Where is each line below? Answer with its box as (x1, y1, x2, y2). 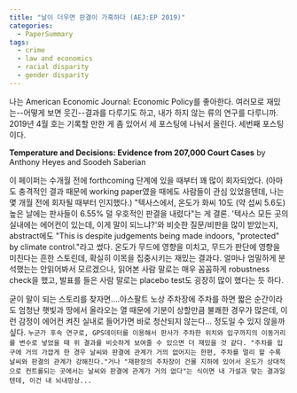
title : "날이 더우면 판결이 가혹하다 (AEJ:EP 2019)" (9, 12, 186, 22)
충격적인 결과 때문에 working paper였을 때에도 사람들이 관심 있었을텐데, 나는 (18, 185, 285, 196)
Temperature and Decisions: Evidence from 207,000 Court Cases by (9, 147, 266, 158)
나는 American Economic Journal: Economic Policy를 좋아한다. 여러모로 (9, 96, 265, 106)
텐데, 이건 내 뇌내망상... (9, 376, 92, 385)
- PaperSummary (17, 29, 74, 38)
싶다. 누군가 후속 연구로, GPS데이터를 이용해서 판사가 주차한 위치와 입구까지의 (9, 326, 258, 337)
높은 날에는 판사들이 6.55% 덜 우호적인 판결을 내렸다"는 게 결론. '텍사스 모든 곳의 (9, 208, 289, 218)
